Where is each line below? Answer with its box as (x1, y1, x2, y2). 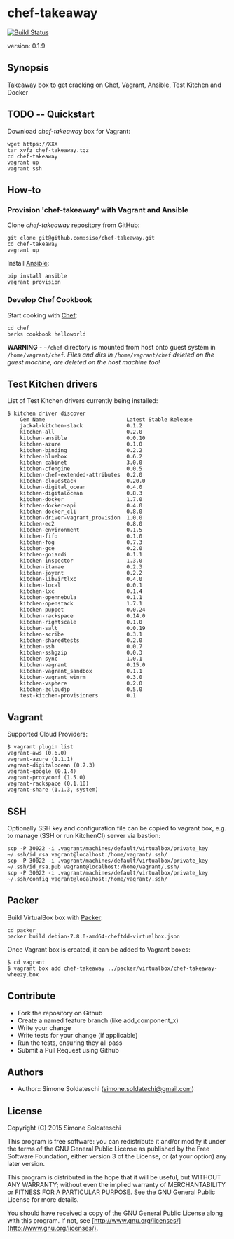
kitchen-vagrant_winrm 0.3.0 (20, 674, 142, 681)
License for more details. (7, 1196, 79, 1204)
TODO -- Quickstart (7, 109, 95, 121)
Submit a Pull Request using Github (17, 1046, 119, 1054)
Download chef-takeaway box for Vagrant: (7, 127, 131, 135)
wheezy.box (7, 971, 39, 978)
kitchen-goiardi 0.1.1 (20, 552, 142, 559)
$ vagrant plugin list (7, 744, 74, 751)
